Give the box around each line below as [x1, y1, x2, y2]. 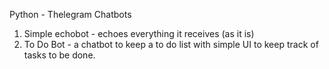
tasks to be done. [23, 49, 96, 61]
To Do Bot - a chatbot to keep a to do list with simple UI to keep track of [23, 39, 319, 50]
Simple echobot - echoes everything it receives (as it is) [23, 28, 255, 39]
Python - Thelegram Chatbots [9, 9, 132, 20]
